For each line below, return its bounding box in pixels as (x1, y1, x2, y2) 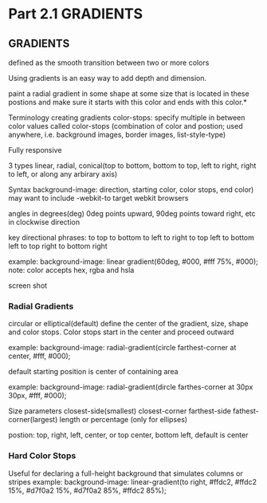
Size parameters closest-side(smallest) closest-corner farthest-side (8, 406, 231, 416)
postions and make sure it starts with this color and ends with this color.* (8, 98, 247, 106)
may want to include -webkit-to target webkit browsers (8, 194, 189, 202)
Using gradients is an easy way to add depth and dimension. (8, 74, 207, 82)
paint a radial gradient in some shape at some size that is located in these (8, 89, 249, 98)
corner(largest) (8, 415, 58, 425)
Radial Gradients (8, 301, 74, 312)
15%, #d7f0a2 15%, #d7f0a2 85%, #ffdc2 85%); (8, 485, 167, 495)
